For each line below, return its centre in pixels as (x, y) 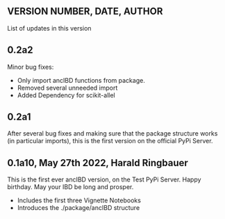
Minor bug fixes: (31, 67)
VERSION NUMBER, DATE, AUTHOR (85, 11)
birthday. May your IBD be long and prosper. (70, 187)
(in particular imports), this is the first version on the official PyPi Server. (110, 141)
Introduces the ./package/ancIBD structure (78, 208)
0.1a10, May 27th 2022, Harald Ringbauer (98, 163)
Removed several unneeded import (67, 88)
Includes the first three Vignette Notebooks (79, 200)
